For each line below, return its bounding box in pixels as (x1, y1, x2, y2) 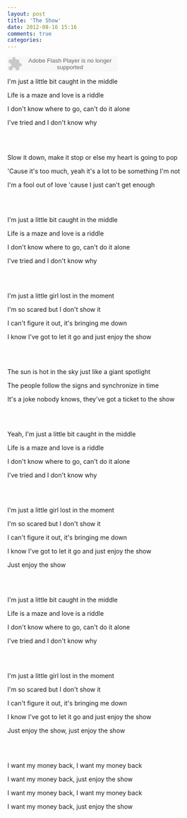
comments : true (7, 30, 52, 37)
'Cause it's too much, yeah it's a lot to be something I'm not (7, 167, 181, 175)
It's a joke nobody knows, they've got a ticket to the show (7, 395, 175, 404)
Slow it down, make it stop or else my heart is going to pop (7, 153, 178, 162)
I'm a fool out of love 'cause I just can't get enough (7, 181, 155, 189)
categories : (7, 37, 42, 44)
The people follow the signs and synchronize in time (7, 381, 159, 390)
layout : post (7, 10, 46, 18)
